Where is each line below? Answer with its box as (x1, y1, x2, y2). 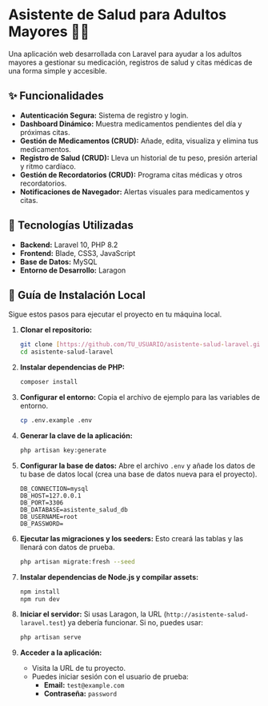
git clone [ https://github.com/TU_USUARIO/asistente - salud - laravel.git (19, 341, 264, 349)
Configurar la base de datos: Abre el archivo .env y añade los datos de (19, 461, 256, 470)
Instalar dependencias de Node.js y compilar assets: (19, 572, 198, 581)
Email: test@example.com (43, 680, 125, 690)
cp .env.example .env (19, 417, 92, 425)
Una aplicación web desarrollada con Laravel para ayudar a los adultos (8, 49, 242, 58)
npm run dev (19, 595, 60, 603)
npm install (19, 588, 60, 596)
